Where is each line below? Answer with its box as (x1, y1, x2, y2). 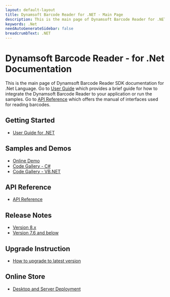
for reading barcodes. (5, 102, 51, 108)
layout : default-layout (5, 7, 56, 13)
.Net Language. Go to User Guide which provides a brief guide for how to (5, 85, 158, 91)
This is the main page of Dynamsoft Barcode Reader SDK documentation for (5, 80, 164, 86)
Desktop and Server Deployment (12, 286, 81, 292)
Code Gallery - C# (12, 163, 51, 169)
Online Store (5, 272, 46, 281)
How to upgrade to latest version (12, 258, 81, 264)
